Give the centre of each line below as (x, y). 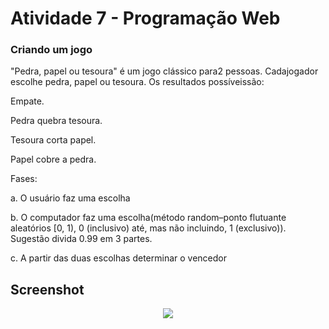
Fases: (24, 179)
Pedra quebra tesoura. (56, 121)
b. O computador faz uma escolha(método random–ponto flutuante (148, 218)
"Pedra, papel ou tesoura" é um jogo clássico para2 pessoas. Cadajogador (164, 71)
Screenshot (47, 289)
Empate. (27, 101)
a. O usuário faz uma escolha (70, 198)
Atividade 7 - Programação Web (145, 18)
